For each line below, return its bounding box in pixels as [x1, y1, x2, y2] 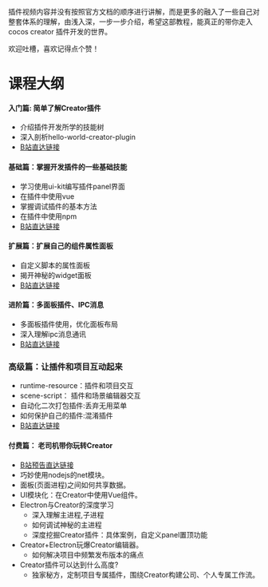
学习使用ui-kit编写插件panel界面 [19, 181, 125, 191]
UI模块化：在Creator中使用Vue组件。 [19, 490, 142, 499]
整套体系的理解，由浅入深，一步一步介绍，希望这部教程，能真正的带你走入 [8, 17, 253, 26]
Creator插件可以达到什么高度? [19, 560, 119, 569]
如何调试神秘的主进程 [31, 520, 102, 529]
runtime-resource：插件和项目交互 [19, 381, 134, 391]
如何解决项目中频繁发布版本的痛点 [31, 549, 144, 559]
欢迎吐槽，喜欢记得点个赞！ [8, 44, 100, 54]
